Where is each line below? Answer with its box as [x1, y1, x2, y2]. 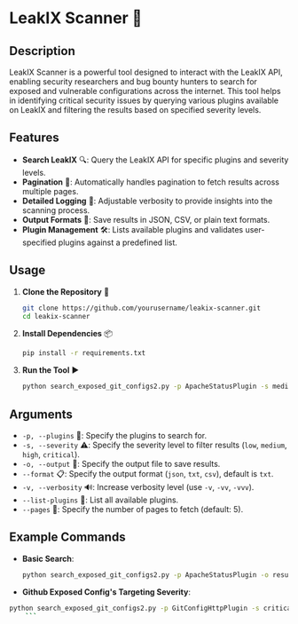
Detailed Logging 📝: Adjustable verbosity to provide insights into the [21, 195, 273, 206]
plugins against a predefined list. [58, 237, 177, 248]
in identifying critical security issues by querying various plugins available [9, 95, 279, 106]
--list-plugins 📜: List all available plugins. [21, 494, 179, 505]
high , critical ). [21, 448, 80, 460]
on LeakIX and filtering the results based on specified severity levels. [9, 105, 262, 115]
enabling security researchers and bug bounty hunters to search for [9, 76, 257, 87]
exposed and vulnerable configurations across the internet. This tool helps [9, 86, 281, 96]
